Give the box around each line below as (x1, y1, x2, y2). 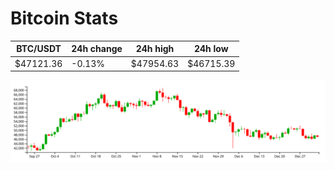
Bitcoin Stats (10, 7, 119, 30)
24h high (135, 43, 175, 55)
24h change (71, 43, 123, 55)
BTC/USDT (16, 43, 62, 55)
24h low (193, 43, 229, 55)
